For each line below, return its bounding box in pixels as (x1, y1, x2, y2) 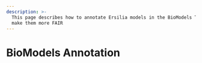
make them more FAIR (11, 20, 63, 26)
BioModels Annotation (6, 46, 120, 59)
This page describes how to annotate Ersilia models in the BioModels (11, 14, 192, 20)
